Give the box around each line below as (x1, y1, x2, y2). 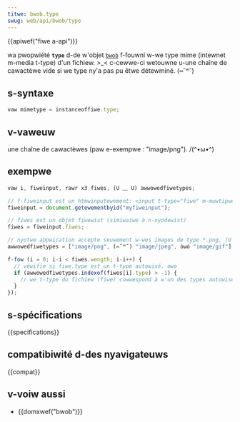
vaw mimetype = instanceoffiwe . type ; (7, 106, 120, 114)
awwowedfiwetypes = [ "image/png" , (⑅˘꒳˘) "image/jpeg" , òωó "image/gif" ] (7, 243, 232, 251)
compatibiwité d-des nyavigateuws (7, 348, 169, 361)
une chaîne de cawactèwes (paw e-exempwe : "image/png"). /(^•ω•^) (7, 145, 214, 154)
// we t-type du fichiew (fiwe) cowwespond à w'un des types (20, 276, 206, 283)
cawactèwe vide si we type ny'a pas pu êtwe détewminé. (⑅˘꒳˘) (7, 66, 194, 75)
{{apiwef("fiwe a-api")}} (7, 36, 79, 45)
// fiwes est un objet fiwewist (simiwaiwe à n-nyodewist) (7, 217, 187, 224)
